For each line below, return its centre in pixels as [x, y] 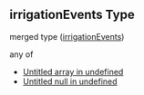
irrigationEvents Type [72, 15]
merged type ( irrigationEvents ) [67, 36]
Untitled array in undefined [73, 71]
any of [21, 54]
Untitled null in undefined [70, 81]
